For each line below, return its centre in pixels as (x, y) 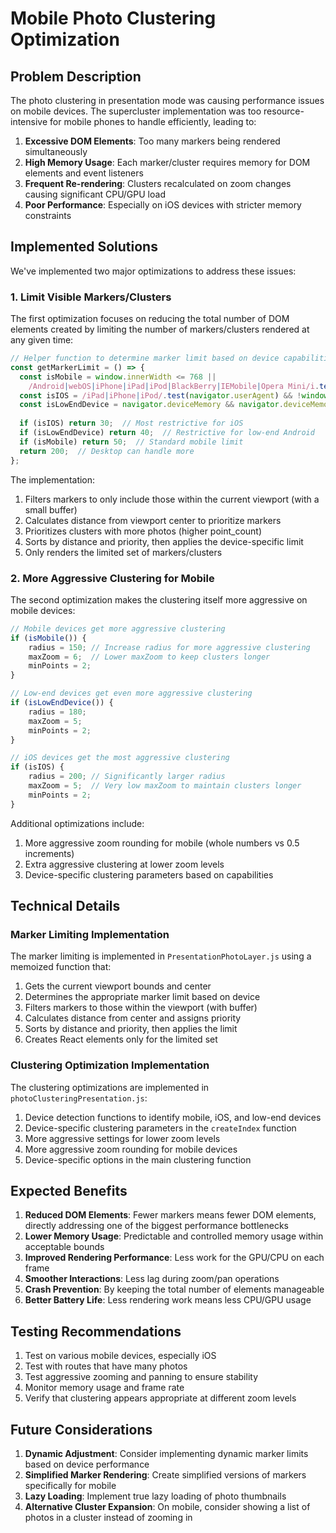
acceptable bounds (64, 1247)
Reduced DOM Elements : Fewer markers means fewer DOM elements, (170, 1215)
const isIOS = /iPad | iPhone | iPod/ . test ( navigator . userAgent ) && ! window (174, 395)
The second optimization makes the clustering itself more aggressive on (159, 599)
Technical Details (65, 906)
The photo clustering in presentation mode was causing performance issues (167, 100)
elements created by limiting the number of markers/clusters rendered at (160, 329)
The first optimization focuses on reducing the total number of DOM (150, 319)
